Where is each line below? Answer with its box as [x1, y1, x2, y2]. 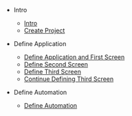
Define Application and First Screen [23, 53, 125, 61]
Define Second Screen [23, 60, 88, 68]
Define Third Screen [23, 68, 81, 76]
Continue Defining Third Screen [23, 75, 114, 83]
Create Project [23, 27, 65, 34]
